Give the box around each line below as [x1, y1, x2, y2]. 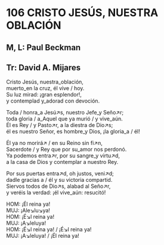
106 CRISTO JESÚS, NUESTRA [6, 6, 159, 20]
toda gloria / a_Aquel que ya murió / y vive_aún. [6, 115, 123, 122]
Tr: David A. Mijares [6, 63, 81, 73]
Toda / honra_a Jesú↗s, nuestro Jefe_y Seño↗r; [6, 109, 124, 116]
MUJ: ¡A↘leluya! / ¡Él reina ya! [6, 232, 79, 240]
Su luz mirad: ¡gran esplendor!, [6, 91, 82, 98]
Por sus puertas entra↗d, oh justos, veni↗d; [6, 170, 115, 177]
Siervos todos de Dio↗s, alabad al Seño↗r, [6, 182, 111, 190]
